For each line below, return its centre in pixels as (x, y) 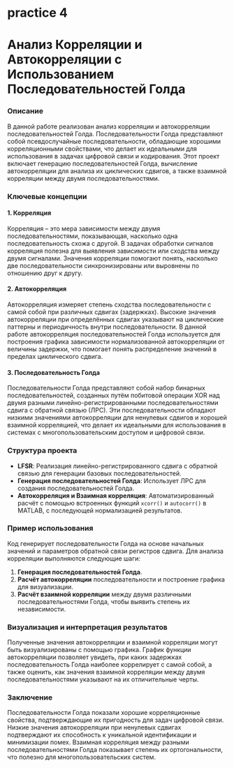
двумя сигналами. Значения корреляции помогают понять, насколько (112, 258)
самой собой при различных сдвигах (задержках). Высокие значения (112, 312)
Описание (25, 111)
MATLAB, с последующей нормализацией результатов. (100, 510)
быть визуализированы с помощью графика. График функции (99, 650)
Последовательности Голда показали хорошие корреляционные (104, 713)
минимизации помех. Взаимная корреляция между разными (98, 742)
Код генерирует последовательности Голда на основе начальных (105, 543)
